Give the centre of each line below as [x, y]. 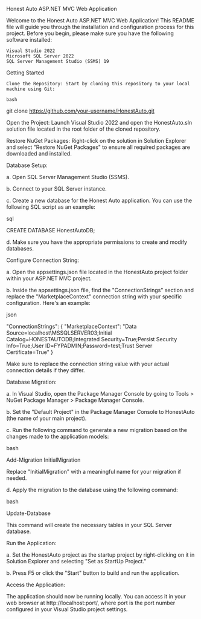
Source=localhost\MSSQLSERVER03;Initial [59, 333]
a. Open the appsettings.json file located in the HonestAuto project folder [97, 272]
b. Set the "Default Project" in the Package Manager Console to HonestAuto [101, 412]
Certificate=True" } [30, 352]
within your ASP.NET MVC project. [49, 278]
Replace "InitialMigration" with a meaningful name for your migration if [94, 472]
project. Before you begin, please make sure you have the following [90, 33]
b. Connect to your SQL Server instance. [56, 189]
